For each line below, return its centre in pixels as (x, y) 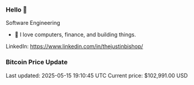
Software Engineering (33, 23)
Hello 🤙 (16, 10)
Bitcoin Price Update (37, 62)
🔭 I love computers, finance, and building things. (75, 35)
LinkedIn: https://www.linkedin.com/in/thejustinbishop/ (74, 46)
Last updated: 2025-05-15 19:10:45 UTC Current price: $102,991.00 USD (97, 75)
